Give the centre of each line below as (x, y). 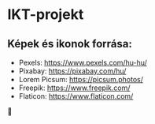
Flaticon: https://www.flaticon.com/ (76, 96)
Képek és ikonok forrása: (70, 44)
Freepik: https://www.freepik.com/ (74, 88)
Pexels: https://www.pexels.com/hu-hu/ (83, 62)
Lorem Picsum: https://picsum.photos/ (81, 79)
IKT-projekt (46, 15)
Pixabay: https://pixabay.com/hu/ (72, 71)
